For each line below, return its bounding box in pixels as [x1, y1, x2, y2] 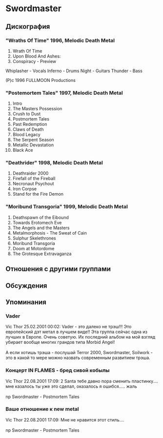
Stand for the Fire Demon [12, 191, 64, 197]
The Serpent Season [12, 137, 54, 143]
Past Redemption [12, 121, 47, 127]
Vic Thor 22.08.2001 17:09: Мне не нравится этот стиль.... [5, 417, 124, 422]
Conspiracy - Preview [12, 58, 57, 64]
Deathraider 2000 [12, 170, 49, 176]
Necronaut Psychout [12, 181, 54, 187]
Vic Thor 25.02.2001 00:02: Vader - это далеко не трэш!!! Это [5, 324, 132, 330]
